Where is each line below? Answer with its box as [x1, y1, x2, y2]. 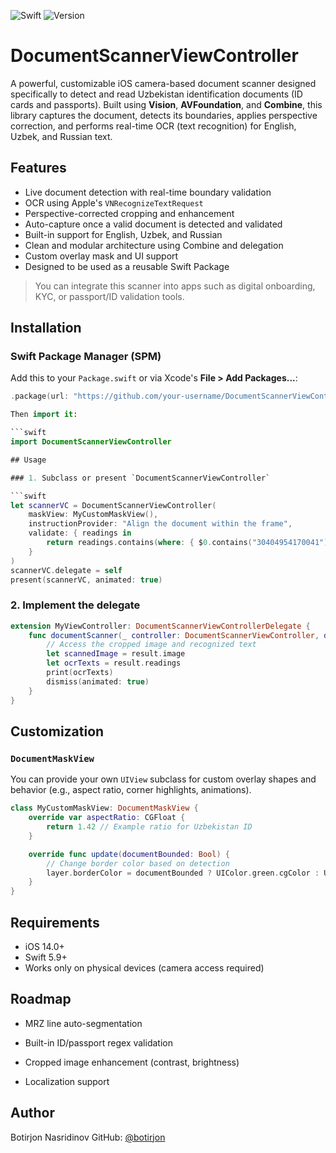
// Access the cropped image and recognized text [46, 640, 257, 650]
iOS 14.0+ [24, 940, 65, 952]
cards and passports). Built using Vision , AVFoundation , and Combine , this [10, 98, 323, 110]
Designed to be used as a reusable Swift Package [24, 260, 230, 272]
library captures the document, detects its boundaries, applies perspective [10, 109, 318, 121]
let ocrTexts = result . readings [46, 658, 182, 669]
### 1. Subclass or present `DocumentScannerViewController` [10, 473, 271, 483]
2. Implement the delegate [10, 598, 141, 612]
